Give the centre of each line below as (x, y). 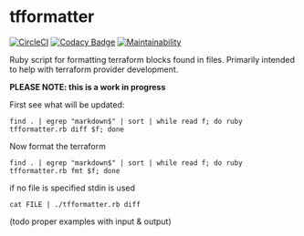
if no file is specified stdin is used (72, 188)
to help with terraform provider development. (94, 69)
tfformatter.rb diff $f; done (67, 129)
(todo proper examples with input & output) (90, 221)
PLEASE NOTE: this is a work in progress (88, 87)
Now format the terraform (58, 146)
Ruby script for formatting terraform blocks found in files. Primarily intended (152, 59)
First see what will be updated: (67, 104)
